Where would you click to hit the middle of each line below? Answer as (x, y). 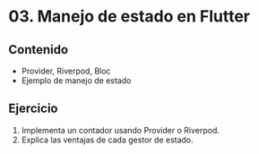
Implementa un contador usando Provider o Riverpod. (121, 130)
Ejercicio (33, 109)
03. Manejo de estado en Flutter (129, 17)
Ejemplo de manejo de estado (76, 81)
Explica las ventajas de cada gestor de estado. (107, 140)
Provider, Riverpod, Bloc (66, 71)
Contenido (39, 50)
